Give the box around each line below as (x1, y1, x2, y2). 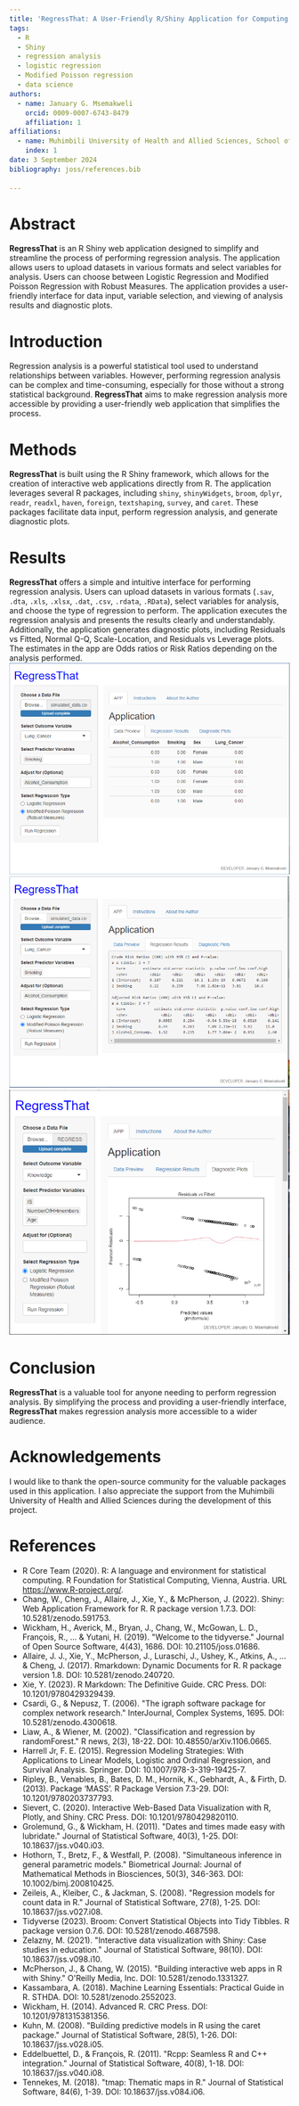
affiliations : (9, 128, 62, 136)
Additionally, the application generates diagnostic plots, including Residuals (9, 624, 287, 635)
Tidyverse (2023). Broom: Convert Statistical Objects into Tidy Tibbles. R (21, 1916, 290, 1927)
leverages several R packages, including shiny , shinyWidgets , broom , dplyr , (9, 488, 283, 498)
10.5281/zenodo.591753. (21, 1613, 111, 1624)
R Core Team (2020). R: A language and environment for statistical (21, 1566, 267, 1576)
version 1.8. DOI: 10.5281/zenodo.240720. (21, 1670, 175, 1681)
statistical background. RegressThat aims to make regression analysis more (9, 389, 287, 400)
